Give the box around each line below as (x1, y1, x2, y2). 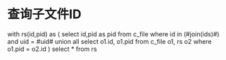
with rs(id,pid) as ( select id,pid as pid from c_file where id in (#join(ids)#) (7, 29, 220, 38)
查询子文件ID (7, 6, 82, 22)
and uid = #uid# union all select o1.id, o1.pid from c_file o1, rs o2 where (7, 37, 212, 45)
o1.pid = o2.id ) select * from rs (7, 45, 97, 53)
